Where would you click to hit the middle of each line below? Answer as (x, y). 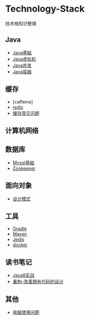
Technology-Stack (45, 9)
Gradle (19, 229)
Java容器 (22, 72)
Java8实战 (23, 275)
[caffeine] (23, 101)
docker (20, 245)
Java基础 (22, 52)
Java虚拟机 (24, 59)
